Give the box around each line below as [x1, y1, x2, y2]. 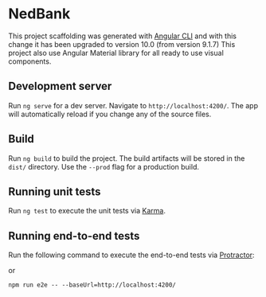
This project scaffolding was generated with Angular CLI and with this [8, 31, 237, 41]
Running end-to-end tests [8, 229, 140, 243]
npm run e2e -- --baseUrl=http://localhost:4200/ [8, 281, 177, 289]
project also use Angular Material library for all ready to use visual [8, 48, 225, 57]
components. [8, 57, 52, 66]
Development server [8, 80, 112, 93]
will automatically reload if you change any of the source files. [8, 109, 212, 119]
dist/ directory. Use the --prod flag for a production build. [8, 162, 199, 171]
